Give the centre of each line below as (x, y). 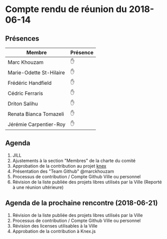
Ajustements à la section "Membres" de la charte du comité (74, 160)
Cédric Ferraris (26, 93)
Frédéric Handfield (30, 83)
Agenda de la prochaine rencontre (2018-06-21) (81, 203)
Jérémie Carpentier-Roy (37, 124)
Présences (22, 38)
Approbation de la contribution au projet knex (59, 166)
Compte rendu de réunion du (66, 9)
